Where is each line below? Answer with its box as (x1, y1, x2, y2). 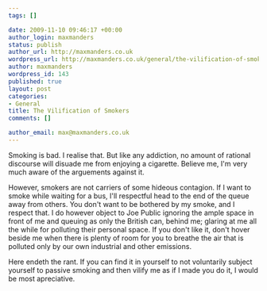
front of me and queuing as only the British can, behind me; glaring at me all (8, 216, 257, 226)
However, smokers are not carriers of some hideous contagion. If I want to (8, 182, 252, 192)
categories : (8, 92, 48, 100)
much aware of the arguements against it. (8, 167, 145, 177)
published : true (8, 77, 62, 86)
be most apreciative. (8, 274, 75, 283)
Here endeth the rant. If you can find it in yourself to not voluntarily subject (8, 257, 253, 266)
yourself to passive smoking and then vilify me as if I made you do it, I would (8, 265, 258, 274)
